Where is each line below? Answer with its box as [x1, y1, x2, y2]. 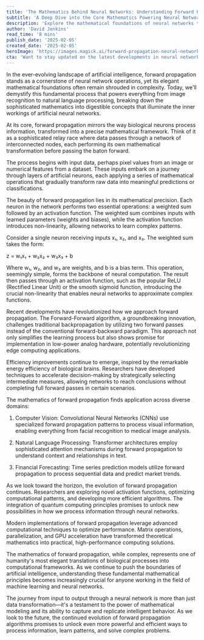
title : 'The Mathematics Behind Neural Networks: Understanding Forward [6, 9, 194, 15]
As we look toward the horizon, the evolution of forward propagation [6, 482, 177, 489]
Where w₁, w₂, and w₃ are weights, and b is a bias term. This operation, [6, 264, 184, 271]
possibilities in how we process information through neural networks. [6, 508, 179, 515]
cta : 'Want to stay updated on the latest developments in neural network [6, 54, 200, 60]
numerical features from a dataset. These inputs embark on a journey [6, 165, 180, 172]
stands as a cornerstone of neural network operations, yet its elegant [6, 77, 179, 84]
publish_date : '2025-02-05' [6, 37, 78, 43]
